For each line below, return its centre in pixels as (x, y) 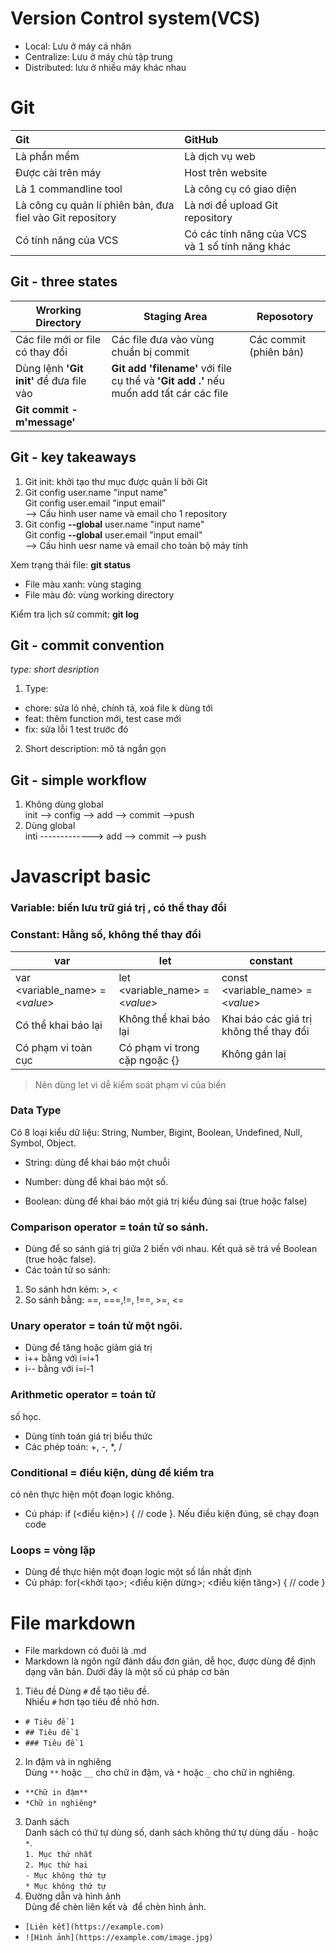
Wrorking (58, 310)
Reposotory (285, 316)
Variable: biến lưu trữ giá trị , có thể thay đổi (118, 908)
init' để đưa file (51, 380)
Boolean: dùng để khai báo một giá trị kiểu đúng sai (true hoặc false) (166, 1201)
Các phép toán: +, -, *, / (73, 1446)
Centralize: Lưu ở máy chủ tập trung (98, 56)
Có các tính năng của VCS (246, 234)
